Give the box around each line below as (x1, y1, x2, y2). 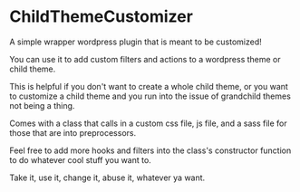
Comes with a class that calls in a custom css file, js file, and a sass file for (9, 118, 287, 129)
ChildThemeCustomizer (9, 6, 193, 27)
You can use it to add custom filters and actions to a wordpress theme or (9, 53, 281, 64)
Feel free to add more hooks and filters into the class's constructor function (9, 145, 292, 156)
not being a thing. (9, 100, 75, 110)
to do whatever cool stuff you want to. (9, 154, 151, 165)
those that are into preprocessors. (9, 127, 137, 138)
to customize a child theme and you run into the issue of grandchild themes (9, 91, 292, 101)
